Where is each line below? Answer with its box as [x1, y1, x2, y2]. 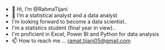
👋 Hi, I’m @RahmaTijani [11, 6, 68, 12]
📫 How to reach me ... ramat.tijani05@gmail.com [11, 37, 131, 44]
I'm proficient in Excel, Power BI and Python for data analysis [11, 31, 160, 38]
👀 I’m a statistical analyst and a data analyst [11, 12, 117, 19]
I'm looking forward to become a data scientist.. [11, 18, 127, 25]
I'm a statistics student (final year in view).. [11, 24, 116, 31]
